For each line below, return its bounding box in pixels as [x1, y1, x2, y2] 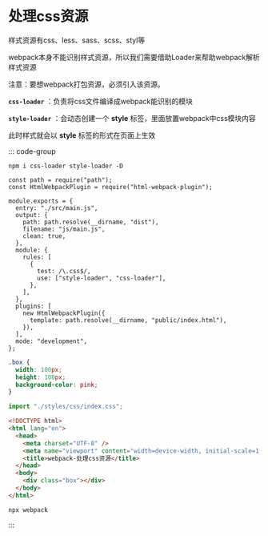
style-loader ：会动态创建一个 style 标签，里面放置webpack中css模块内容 [8, 113, 256, 123]
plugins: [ [15, 302, 52, 310]
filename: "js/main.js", [22, 225, 106, 233]
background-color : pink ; [15, 381, 98, 389]
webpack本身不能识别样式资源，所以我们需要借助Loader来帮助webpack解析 [8, 52, 260, 62]
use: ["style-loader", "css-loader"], [37, 274, 166, 282]
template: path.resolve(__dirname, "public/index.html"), [29, 316, 227, 324]
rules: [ [22, 253, 52, 261]
